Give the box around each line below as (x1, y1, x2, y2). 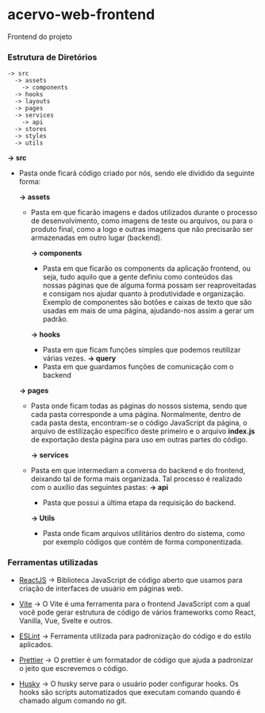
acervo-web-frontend (7, 6, 156, 24)
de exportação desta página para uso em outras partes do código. (30, 435, 248, 445)
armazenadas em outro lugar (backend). (30, 233, 163, 243)
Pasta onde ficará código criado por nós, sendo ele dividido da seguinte (18, 168, 255, 178)
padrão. (42, 314, 69, 324)
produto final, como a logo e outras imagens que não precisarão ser (30, 225, 253, 234)
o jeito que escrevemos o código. (18, 663, 129, 673)
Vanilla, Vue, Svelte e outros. (18, 615, 113, 625)
